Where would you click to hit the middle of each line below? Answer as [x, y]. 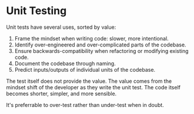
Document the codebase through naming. [65, 63]
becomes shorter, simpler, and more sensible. [61, 93]
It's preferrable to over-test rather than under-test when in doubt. [85, 105]
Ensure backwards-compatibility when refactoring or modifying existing [102, 51]
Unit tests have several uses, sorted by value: [61, 27]
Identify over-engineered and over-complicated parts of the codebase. [100, 45]
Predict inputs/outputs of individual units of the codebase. [85, 69]
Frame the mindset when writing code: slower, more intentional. [91, 38]
